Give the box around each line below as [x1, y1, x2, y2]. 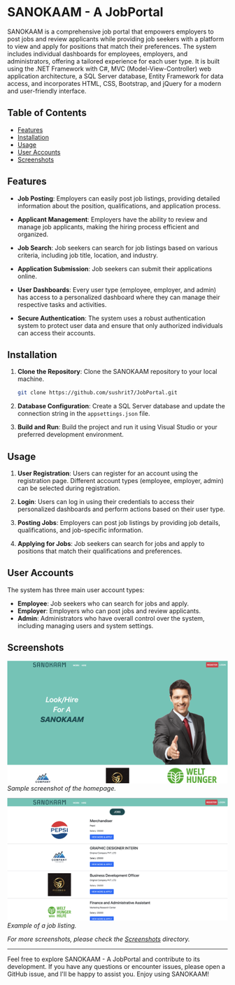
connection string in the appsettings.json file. [17, 410, 150, 418]
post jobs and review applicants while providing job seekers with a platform [7, 34, 225, 43]
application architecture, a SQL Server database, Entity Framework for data [7, 71, 224, 80]
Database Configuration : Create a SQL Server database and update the [17, 402, 225, 410]
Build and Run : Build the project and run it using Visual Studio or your [17, 423, 218, 431]
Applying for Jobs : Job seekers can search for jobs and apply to [17, 540, 205, 548]
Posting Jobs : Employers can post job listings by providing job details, [17, 519, 220, 527]
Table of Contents [7, 107, 87, 119]
